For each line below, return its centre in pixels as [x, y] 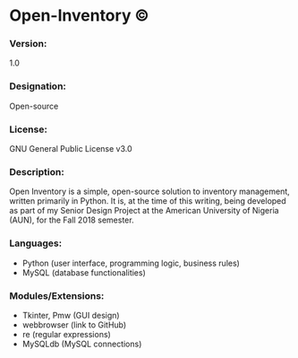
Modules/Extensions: [57, 295]
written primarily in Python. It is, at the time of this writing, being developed [148, 201]
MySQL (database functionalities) [84, 272]
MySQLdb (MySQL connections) [82, 344]
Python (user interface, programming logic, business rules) [131, 263]
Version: [28, 44]
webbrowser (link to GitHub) [74, 325]
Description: [37, 172]
